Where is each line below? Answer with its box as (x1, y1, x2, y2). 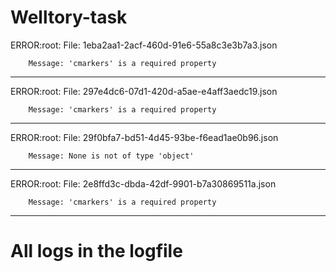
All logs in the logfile (10, 240, 183, 263)
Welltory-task (10, 6, 128, 29)
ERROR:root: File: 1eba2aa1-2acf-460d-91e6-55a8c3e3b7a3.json (10, 39, 278, 51)
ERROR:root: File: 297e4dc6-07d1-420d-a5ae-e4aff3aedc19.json (10, 85, 278, 97)
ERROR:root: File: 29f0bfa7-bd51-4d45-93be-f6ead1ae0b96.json (10, 131, 279, 143)
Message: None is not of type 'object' (28, 151, 195, 161)
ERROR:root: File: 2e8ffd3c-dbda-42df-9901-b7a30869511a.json (10, 177, 277, 190)
